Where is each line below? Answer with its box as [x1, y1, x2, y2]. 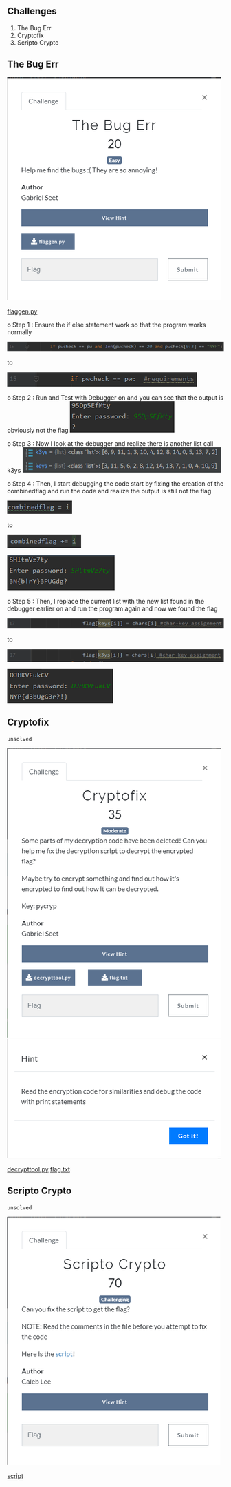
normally [7, 327, 32, 336]
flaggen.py [7, 307, 38, 316]
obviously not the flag [7, 426, 69, 434]
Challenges [7, 6, 57, 17]
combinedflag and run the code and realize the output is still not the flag [7, 486, 212, 495]
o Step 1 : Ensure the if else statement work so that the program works [7, 320, 206, 329]
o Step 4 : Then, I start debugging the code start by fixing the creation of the [7, 479, 224, 488]
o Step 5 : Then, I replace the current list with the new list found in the [7, 597, 205, 605]
